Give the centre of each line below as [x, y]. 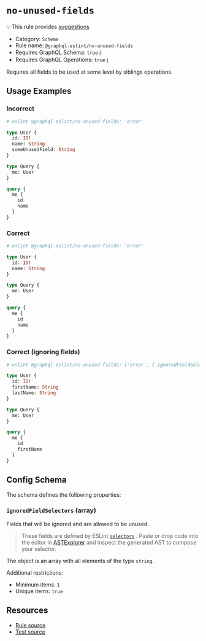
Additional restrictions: [35, 572]
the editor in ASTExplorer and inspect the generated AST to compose [109, 542]
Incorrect [21, 109]
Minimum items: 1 [37, 585]
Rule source [30, 625]
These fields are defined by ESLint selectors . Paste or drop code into [110, 535]
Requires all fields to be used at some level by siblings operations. [90, 72]
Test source [30, 632]
